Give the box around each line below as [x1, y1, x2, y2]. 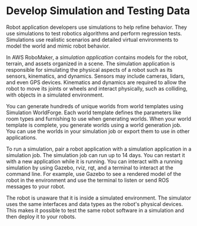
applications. [6, 134, 37, 141]
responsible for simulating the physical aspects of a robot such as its [6, 66, 173, 73]
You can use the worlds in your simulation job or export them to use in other [6, 128, 190, 135]
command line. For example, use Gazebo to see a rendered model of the [6, 170, 181, 177]
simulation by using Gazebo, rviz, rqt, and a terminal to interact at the [6, 164, 173, 171]
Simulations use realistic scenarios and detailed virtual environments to [6, 36, 179, 43]
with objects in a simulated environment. [6, 91, 104, 98]
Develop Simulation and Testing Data [6, 4, 190, 18]
